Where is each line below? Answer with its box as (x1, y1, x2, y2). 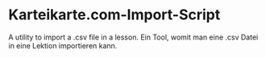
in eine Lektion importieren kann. (8, 40, 118, 50)
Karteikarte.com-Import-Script (8, 6, 221, 24)
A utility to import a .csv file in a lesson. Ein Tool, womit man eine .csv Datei (8, 32, 259, 42)
